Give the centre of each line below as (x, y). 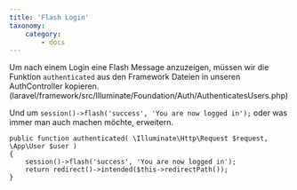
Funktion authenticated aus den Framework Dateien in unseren (125, 77)
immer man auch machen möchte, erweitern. (91, 123)
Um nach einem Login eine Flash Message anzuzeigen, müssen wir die (139, 67)
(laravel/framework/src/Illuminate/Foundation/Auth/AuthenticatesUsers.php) (149, 96)
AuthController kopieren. (54, 86)
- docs (53, 42)
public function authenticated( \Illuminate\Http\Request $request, (139, 139)
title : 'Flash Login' (49, 17)
